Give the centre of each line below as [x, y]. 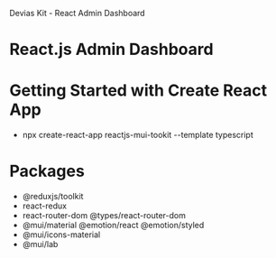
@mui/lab [40, 244]
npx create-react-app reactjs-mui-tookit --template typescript [138, 135]
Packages [47, 171]
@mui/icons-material [61, 235]
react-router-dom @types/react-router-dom [104, 216]
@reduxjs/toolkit [53, 197]
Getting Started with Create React [138, 91]
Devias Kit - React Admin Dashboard [78, 13]
